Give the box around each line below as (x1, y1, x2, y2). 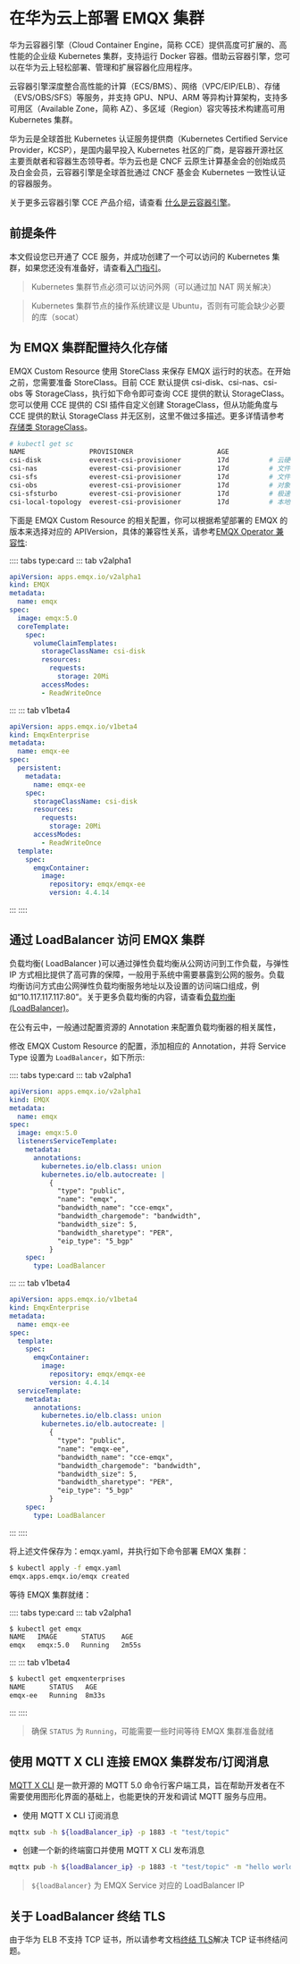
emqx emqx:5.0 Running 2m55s (9, 1641, 142, 1650)
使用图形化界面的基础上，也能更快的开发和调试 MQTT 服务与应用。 (24, 1791, 271, 1801)
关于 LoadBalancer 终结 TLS (9, 1909, 166, 1924)
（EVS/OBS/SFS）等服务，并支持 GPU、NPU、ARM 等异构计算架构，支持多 (9, 91, 288, 103)
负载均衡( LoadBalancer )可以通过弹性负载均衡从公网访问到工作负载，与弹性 (9, 957, 289, 968)
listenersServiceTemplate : (17, 1137, 118, 1146)
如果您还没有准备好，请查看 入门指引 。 (24, 262, 166, 273)
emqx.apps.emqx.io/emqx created (9, 1572, 129, 1580)
